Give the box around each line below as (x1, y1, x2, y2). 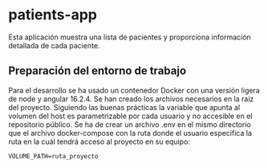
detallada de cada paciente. (8, 40, 100, 50)
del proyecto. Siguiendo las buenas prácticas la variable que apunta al (8, 102, 241, 112)
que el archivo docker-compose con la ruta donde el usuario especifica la (8, 128, 253, 137)
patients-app (8, 6, 98, 24)
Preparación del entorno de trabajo (8, 64, 187, 78)
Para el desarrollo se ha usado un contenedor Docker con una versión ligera (8, 85, 261, 95)
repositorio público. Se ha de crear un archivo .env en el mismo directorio (8, 119, 251, 129)
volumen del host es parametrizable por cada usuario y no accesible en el (8, 111, 253, 121)
